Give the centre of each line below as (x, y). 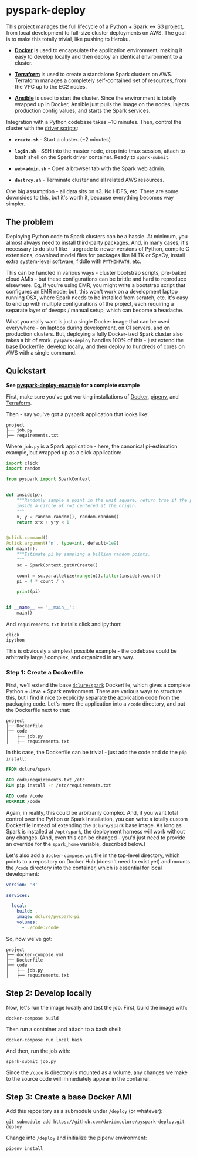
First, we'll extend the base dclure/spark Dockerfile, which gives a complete (98, 685)
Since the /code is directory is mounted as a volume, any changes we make (97, 1072)
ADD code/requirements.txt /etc (45, 780)
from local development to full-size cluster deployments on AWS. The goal (96, 32)
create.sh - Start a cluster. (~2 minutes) (63, 139)
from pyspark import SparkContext (48, 479)
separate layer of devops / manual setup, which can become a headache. (95, 310)
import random (23, 468)
